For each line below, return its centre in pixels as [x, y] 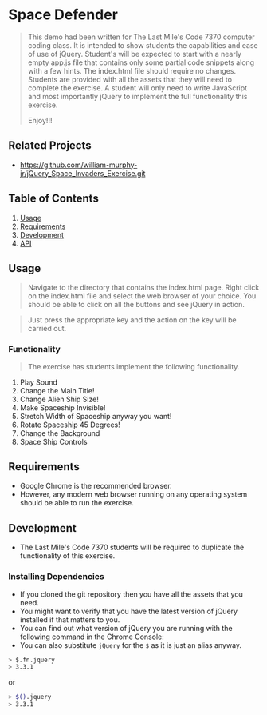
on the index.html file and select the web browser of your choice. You [142, 296]
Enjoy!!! [40, 120]
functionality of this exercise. [67, 556]
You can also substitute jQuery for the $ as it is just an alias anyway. [130, 645]
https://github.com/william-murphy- [79, 165]
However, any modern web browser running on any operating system [133, 494]
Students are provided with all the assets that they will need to [130, 79]
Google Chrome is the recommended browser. [96, 486]
